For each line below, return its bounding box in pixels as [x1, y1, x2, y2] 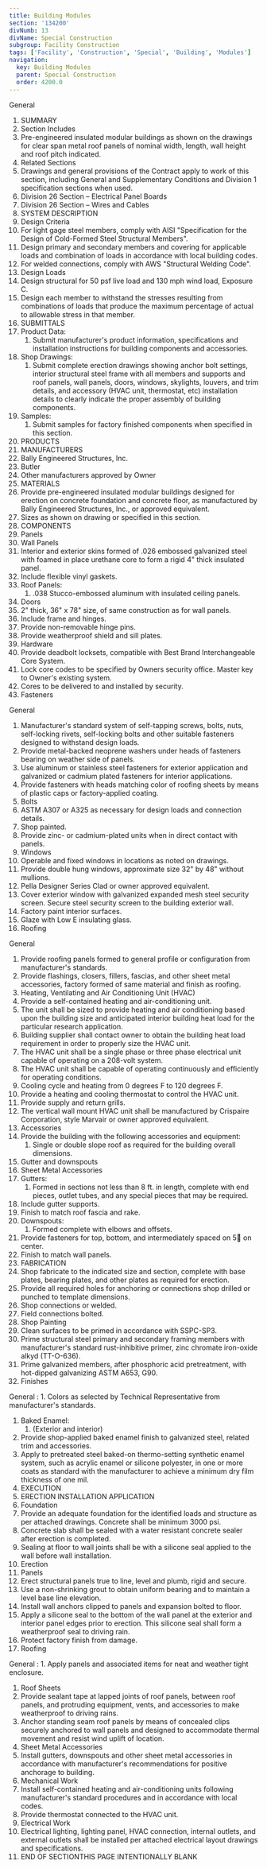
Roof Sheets [20, 1683, 61, 1692]
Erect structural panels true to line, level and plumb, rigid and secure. [20, 1575, 247, 1586]
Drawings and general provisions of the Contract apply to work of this [20, 166, 250, 176]
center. [20, 1241, 44, 1250]
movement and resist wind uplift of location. [20, 1734, 165, 1743]
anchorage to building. [20, 1767, 95, 1777]
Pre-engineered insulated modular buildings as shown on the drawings [20, 132, 253, 141]
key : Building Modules [16, 64, 91, 72]
